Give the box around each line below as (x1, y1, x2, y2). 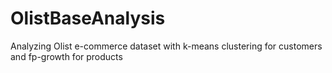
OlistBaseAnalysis (10, 7, 166, 30)
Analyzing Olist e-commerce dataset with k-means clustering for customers (10, 40, 323, 52)
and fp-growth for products (10, 50, 123, 62)
